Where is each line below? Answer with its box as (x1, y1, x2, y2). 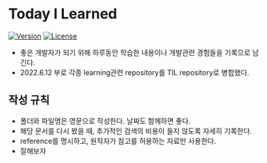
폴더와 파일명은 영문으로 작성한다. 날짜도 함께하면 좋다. (19, 116, 191, 125)
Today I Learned (8, 5, 118, 23)
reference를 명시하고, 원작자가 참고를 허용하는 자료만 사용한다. (19, 136, 217, 145)
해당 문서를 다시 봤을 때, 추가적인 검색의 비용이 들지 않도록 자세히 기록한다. (19, 125, 253, 136)
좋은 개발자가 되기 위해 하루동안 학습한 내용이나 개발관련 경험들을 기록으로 (19, 47, 251, 57)
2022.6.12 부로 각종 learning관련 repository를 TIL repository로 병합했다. (19, 67, 249, 77)
